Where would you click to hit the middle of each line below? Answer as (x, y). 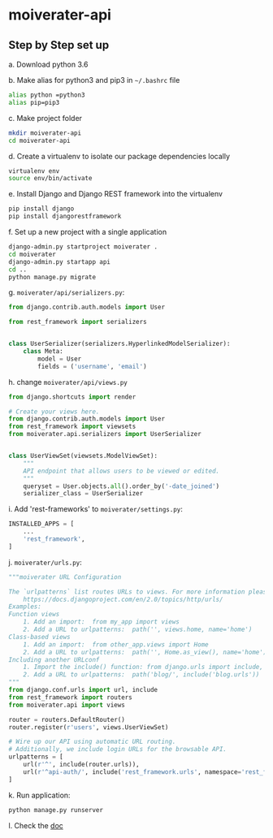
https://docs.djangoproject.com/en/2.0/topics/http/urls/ (123, 599)
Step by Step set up (59, 45)
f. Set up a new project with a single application (88, 232)
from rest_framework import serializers (78, 322)
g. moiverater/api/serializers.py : (67, 292)
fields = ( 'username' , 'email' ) (93, 366)
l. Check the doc (36, 825)
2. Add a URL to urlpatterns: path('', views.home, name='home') (138, 629)
